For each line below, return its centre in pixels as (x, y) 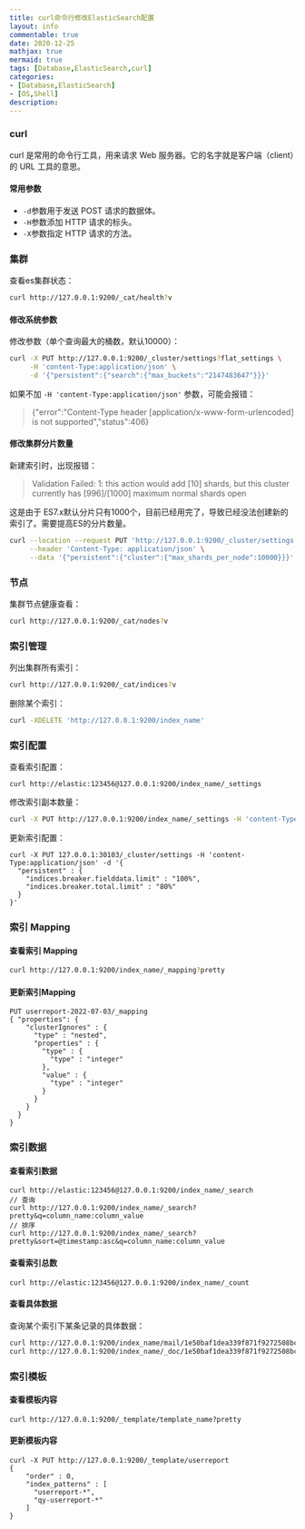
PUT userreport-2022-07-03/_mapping (79, 1012)
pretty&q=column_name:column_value (77, 1216)
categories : (32, 77)
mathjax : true (36, 52)
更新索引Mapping (43, 991)
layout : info (34, 26)
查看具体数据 (33, 1304)
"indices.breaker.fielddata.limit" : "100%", (113, 879)
